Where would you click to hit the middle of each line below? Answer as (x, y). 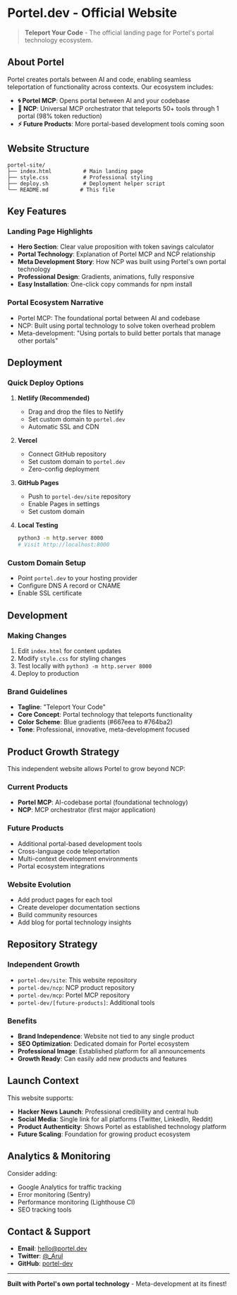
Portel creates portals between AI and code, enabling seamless (99, 79)
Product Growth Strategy (63, 752)
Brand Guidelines (38, 691)
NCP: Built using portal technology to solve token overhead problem (116, 326)
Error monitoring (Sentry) (54, 1194)
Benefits (22, 1020)
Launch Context (43, 1081)
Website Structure (48, 149)
